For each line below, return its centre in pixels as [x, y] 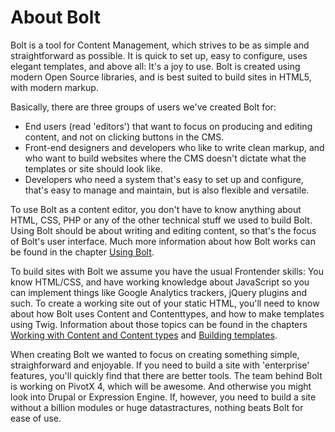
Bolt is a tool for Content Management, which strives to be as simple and [160, 45]
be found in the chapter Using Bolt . [82, 252]
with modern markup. [54, 87]
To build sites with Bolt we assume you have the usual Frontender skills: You [167, 271]
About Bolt [55, 17]
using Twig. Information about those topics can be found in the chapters [159, 324]
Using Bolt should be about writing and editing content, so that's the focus [163, 230]
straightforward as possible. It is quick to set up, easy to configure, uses [159, 55]
